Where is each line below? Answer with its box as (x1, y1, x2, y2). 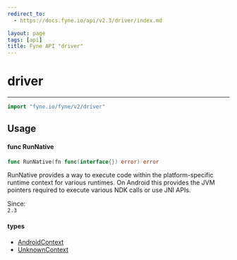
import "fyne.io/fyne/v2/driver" (7, 103, 106, 110)
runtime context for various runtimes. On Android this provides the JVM (7, 178, 215, 187)
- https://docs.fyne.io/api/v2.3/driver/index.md (13, 17, 162, 24)
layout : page (7, 30, 46, 37)
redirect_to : (7, 10, 46, 18)
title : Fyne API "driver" (7, 43, 83, 50)
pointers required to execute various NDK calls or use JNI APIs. (7, 186, 191, 194)
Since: (7, 199, 26, 208)
